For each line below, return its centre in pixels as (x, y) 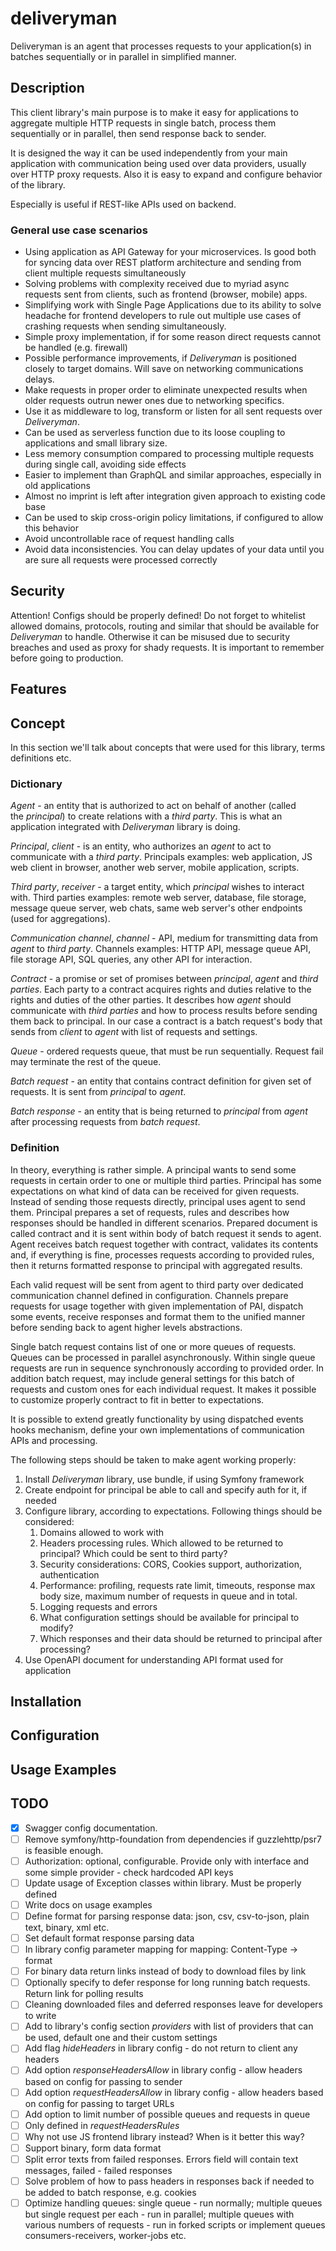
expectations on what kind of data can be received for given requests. (155, 1191)
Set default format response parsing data (109, 1938)
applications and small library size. (96, 443)
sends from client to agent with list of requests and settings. (134, 1032)
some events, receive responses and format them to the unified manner (158, 1316)
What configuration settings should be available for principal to (169, 1617)
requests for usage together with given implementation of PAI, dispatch (157, 1306)
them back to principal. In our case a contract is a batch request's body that (166, 1021)
